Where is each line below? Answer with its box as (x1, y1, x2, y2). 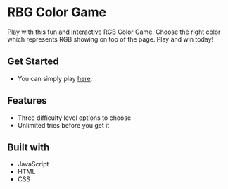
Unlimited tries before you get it (17, 121, 110, 129)
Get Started (7, 56, 59, 68)
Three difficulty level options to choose (17, 114, 132, 122)
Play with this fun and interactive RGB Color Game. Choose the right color (7, 28, 221, 36)
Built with (7, 141, 50, 153)
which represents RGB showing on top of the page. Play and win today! (7, 35, 214, 43)
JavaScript (17, 160, 49, 169)
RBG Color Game (7, 4, 107, 20)
